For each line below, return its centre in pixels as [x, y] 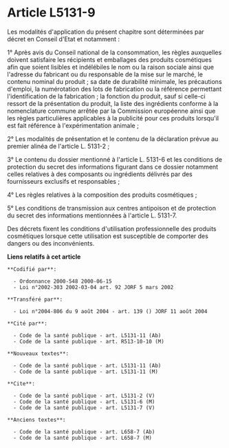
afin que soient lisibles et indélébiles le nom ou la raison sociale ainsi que [111, 67]
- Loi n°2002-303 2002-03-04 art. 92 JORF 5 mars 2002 [94, 287]
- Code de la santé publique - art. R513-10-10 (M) [89, 341]
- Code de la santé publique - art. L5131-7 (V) [84, 407]
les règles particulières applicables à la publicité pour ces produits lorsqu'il [113, 118]
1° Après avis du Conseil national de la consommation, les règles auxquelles [115, 52]
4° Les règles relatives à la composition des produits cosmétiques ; [102, 195]
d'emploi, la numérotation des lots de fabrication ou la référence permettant [115, 89]
